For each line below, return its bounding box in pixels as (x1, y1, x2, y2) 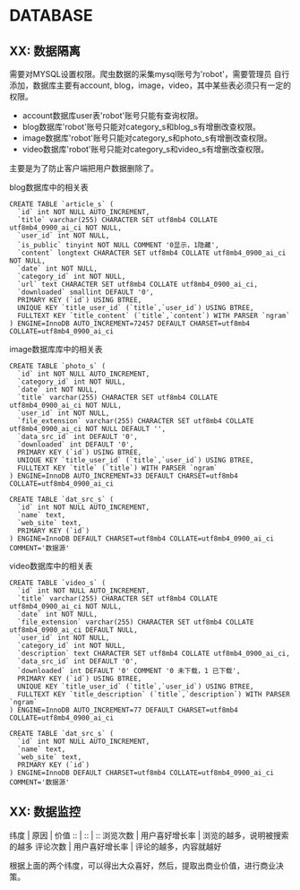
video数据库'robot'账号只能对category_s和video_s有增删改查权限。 (21, 144, 270, 154)
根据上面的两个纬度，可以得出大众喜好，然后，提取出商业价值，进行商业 (9, 860, 276, 870)
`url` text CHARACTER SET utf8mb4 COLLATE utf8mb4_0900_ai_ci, (17, 280, 258, 289)
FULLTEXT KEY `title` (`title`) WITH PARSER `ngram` (17, 463, 219, 472)
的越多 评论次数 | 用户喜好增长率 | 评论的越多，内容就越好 (9, 841, 222, 851)
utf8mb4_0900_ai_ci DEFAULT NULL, (9, 626, 139, 635)
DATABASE (9, 5, 93, 26)
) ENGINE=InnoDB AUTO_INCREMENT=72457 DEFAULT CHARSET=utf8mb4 (9, 319, 251, 328)
